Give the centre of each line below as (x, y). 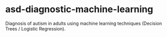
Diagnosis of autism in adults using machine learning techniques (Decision (84, 23)
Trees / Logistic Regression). (35, 28)
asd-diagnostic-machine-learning (79, 9)
